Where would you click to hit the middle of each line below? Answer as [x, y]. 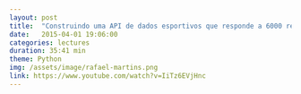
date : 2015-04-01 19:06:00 [64, 34]
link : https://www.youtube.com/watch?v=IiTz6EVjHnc [107, 76]
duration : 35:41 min [48, 51]
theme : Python [36, 59]
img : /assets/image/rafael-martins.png [84, 68]
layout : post [34, 17]
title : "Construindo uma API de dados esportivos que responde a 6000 [146, 26]
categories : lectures [50, 43]
